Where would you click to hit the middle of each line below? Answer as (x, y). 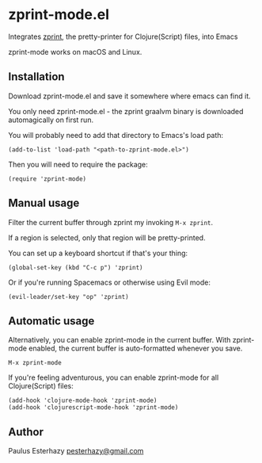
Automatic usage (51, 321)
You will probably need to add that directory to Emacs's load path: (116, 135)
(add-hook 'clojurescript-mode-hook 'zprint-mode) (93, 408)
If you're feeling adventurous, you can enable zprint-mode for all (114, 377)
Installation (36, 77)
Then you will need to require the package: (78, 164)
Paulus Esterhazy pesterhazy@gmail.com (76, 451)
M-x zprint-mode (35, 363)
